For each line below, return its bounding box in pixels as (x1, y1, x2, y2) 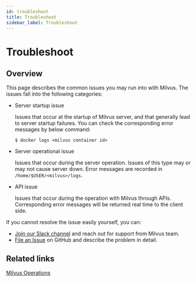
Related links (6, 254, 55, 264)
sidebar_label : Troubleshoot (6, 20, 78, 25)
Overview (6, 69, 43, 79)
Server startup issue (14, 102, 64, 109)
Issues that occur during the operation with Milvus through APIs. (14, 195, 172, 202)
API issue (14, 183, 38, 190)
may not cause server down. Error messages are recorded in (14, 166, 163, 173)
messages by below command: (14, 126, 91, 133)
